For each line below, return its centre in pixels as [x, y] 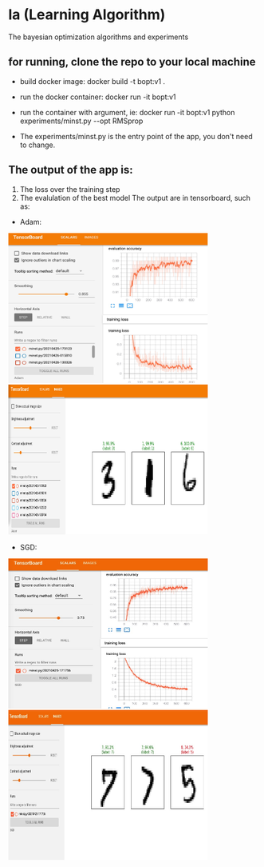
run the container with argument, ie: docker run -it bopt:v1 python [127, 112]
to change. [37, 145]
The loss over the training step [70, 189]
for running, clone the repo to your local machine [132, 62]
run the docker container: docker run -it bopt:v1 [98, 97]
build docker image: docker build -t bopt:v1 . [93, 81]
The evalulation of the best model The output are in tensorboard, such [135, 198]
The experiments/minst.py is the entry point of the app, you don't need [136, 136]
